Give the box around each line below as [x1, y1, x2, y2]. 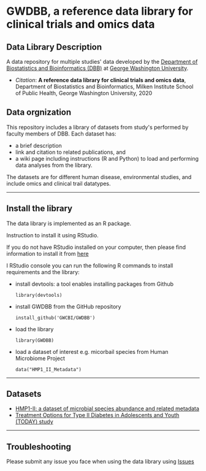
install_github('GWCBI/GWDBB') [15, 315, 96, 321]
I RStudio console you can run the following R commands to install [6, 262, 174, 269]
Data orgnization [6, 107, 72, 118]
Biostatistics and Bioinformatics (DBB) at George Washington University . [6, 64, 189, 72]
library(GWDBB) [15, 337, 55, 343]
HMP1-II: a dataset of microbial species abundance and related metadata [15, 405, 199, 412]
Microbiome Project [15, 354, 66, 362]
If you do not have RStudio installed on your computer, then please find [6, 243, 186, 251]
